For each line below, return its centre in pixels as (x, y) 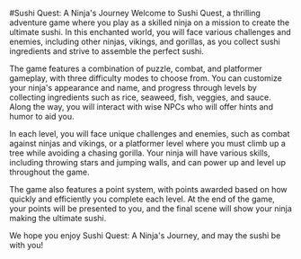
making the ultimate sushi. (58, 218)
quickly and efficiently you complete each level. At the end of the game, (142, 199)
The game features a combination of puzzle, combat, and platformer (136, 68)
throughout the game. (49, 172)
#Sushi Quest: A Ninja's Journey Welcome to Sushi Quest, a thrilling (135, 13)
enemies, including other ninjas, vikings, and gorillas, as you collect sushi (145, 41)
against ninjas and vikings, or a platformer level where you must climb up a (147, 143)
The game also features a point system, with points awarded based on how (148, 189)
